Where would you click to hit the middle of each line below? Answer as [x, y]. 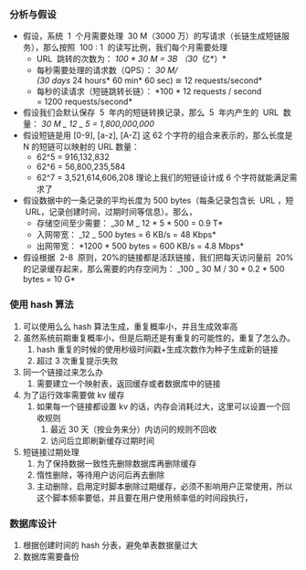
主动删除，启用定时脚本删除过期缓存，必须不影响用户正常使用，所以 [164, 486]
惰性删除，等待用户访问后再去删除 [100, 475]
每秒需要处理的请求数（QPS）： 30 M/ [107, 70]
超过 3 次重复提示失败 [77, 360]
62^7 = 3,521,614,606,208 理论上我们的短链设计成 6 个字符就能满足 [163, 178]
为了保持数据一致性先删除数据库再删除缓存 [116, 463]
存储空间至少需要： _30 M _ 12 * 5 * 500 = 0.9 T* [130, 223]
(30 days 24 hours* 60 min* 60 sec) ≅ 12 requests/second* [149, 80]
